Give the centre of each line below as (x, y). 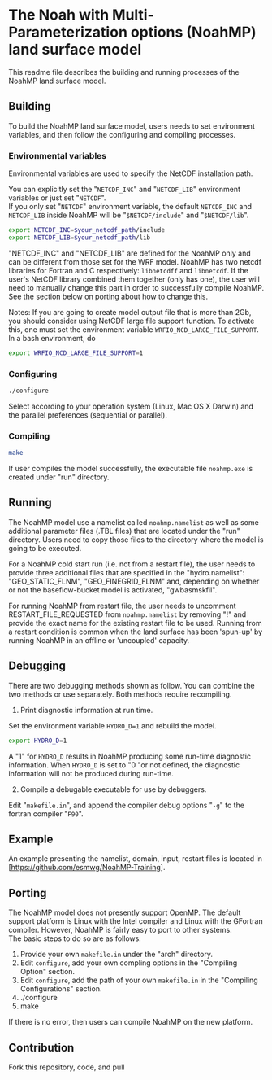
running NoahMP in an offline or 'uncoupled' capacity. (99, 640)
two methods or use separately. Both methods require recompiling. (120, 694)
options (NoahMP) (194, 32)
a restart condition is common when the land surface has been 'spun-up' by (136, 632)
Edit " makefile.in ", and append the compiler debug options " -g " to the (127, 805)
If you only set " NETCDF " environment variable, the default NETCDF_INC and (130, 207)
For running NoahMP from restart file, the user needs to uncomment (123, 606)
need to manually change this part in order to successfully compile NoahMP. (136, 287)
